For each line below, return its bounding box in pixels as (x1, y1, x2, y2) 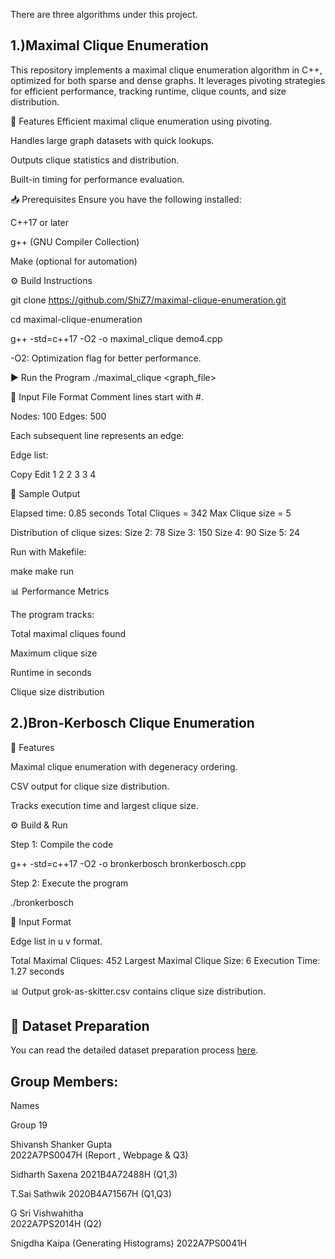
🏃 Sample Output (10, 487, 81, 499)
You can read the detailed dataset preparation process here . (10, 1044, 259, 1056)
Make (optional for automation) (10, 255, 138, 267)
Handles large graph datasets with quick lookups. (10, 134, 215, 146)
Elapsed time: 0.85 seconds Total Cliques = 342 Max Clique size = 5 (10, 507, 292, 519)
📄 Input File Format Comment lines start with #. (10, 390, 204, 403)
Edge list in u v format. (10, 935, 103, 947)
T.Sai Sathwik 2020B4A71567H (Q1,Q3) (10, 1188, 172, 1200)
